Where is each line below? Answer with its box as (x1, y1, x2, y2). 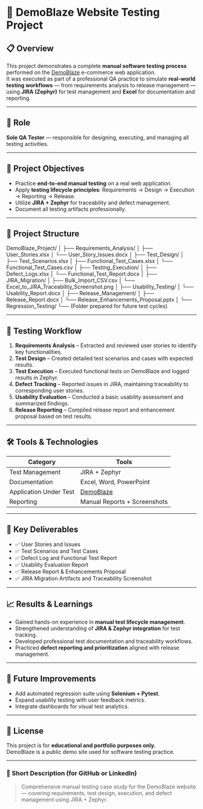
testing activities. (6, 140, 49, 147)
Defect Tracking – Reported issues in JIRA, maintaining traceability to (14, 381, 189, 388)
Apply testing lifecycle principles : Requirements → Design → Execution (14, 186, 195, 193)
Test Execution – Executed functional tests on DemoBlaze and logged (14, 368, 189, 375)
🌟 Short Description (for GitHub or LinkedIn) (6, 769, 137, 777)
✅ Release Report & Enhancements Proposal (14, 568, 126, 575)
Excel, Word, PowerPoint (80, 478, 150, 487)
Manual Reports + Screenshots (80, 498, 168, 506)
